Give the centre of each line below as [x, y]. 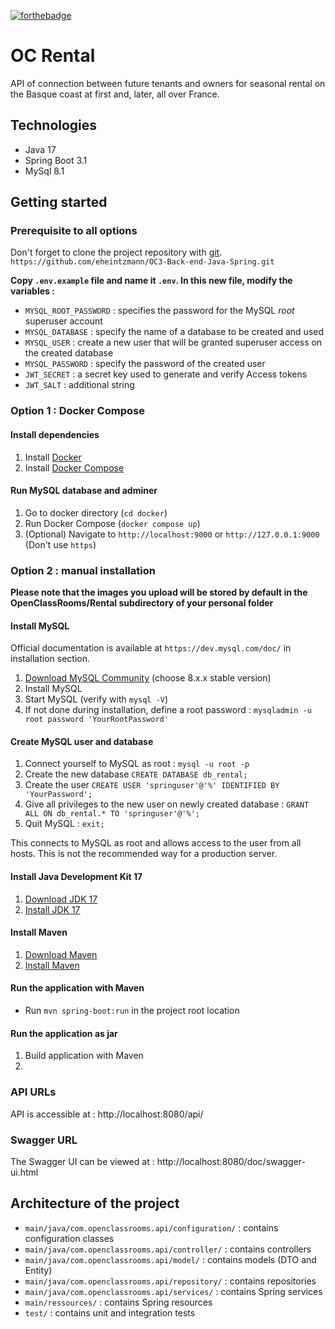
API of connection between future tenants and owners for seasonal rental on [168, 83]
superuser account [63, 321]
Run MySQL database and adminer [84, 491]
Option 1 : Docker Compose [77, 411]
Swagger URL [44, 1140]
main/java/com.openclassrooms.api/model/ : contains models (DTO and [170, 1259]
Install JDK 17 [52, 909]
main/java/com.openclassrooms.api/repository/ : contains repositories [170, 1281]
